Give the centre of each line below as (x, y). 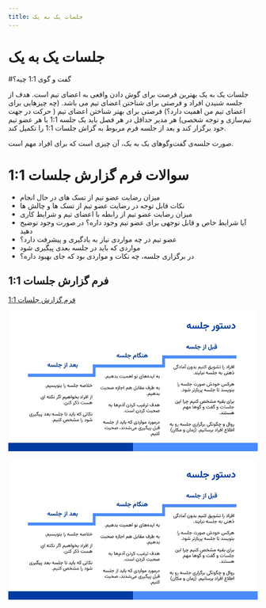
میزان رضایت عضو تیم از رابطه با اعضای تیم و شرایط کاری (106, 214)
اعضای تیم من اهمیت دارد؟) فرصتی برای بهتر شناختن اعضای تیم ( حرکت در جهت (127, 111)
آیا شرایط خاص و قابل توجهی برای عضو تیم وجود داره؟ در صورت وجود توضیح (133, 222)
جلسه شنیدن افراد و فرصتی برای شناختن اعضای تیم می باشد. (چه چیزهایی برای (125, 102)
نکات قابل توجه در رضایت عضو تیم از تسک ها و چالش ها (102, 205)
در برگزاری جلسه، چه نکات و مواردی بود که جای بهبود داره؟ (107, 256)
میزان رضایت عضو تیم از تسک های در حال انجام (90, 197)
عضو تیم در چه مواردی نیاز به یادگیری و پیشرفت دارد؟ (98, 239)
